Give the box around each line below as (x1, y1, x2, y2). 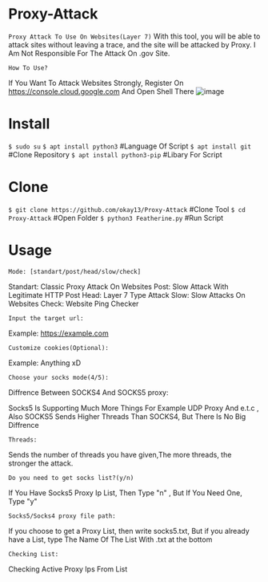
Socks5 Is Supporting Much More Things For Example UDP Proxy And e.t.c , (8, 403, 259, 413)
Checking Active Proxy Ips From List (8, 564, 128, 574)
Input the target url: (8, 314, 84, 322)
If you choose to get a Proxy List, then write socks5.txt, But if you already (8, 526, 250, 535)
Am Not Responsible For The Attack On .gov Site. (8, 48, 170, 58)
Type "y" (8, 496, 38, 506)
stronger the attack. (8, 458, 74, 468)
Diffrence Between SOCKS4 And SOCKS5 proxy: (8, 387, 169, 397)
